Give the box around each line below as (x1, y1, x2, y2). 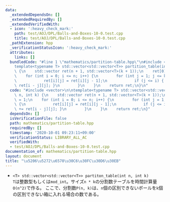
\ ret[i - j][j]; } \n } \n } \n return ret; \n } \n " (14, 83, 148, 88)
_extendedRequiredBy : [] (10, 17, 62, 22)
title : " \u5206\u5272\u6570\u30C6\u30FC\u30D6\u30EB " (5, 158, 121, 163)
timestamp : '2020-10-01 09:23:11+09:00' (10, 130, 96, 135)
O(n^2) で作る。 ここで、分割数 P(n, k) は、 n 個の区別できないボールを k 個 (12, 185, 163, 191)
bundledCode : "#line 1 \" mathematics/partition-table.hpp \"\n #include (10, 59, 162, 64)
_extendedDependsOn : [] (10, 12, 60, 17)
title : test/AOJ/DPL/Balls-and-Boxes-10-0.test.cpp (14, 36, 125, 41)
